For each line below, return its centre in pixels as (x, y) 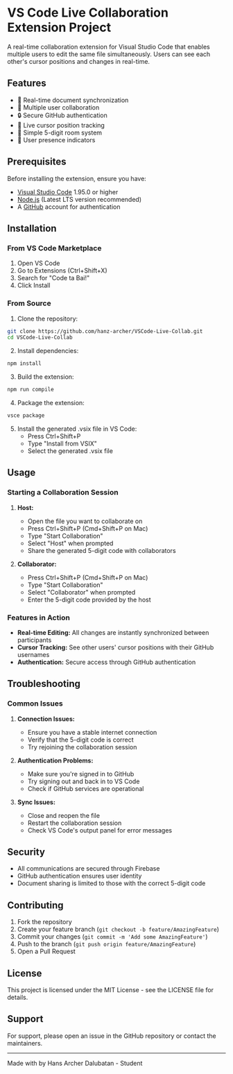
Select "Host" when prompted (70, 543)
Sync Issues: (36, 802)
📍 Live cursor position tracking (61, 125)
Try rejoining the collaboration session (82, 747)
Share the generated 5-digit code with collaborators (102, 550)
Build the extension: (45, 377)
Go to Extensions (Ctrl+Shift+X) (62, 271)
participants (34, 640)
